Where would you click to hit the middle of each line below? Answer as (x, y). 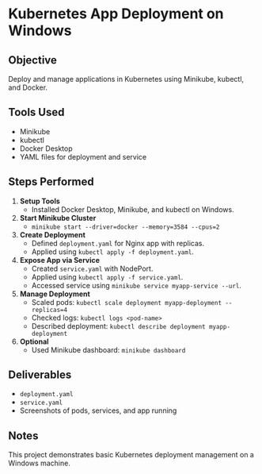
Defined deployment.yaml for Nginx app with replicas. (118, 243)
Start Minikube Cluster (58, 218)
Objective (33, 60)
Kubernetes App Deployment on (116, 14)
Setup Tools (40, 201)
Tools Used (36, 112)
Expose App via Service (60, 260)
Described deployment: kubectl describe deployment (118, 326)
